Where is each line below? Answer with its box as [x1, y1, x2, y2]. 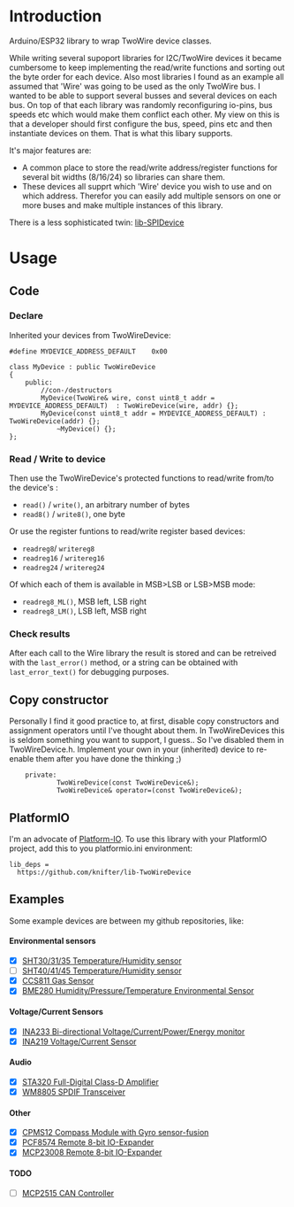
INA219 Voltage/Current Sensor [21, 1036, 137, 1047]
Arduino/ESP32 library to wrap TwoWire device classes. [9, 35, 212, 46]
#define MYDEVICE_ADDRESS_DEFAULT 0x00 [9, 347, 168, 356]
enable [9, 754, 34, 764]
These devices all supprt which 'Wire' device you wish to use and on [21, 181, 272, 191]
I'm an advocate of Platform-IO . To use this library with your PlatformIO [9, 834, 268, 845]
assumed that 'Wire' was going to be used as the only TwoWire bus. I [9, 81, 260, 91]
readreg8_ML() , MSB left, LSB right [21, 596, 147, 607]
